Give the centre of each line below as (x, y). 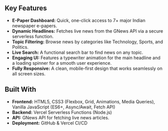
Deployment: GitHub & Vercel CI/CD (50, 123)
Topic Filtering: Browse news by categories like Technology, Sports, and (87, 42)
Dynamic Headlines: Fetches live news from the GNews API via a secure (88, 31)
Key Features (26, 8)
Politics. (20, 47)
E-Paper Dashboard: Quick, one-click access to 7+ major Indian (78, 20)
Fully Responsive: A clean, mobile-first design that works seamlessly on (87, 68)
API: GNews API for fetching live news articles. (60, 117)
